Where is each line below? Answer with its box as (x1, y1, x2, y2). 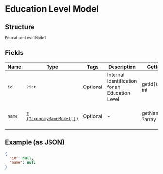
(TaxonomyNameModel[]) (26, 116, 79, 121)
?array (141, 116, 156, 122)
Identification (107, 77, 137, 84)
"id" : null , (9, 156, 34, 161)
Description (108, 63, 136, 70)
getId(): (141, 80, 159, 87)
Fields (5, 49, 24, 57)
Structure (5, 23, 35, 31)
